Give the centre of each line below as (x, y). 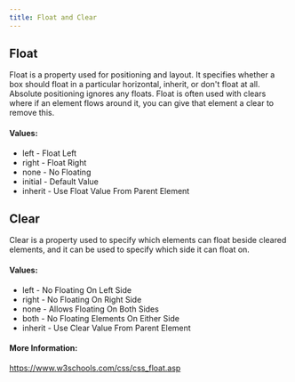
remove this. (32, 113)
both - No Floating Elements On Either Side (101, 318)
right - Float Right (54, 162)
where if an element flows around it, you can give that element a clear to (141, 103)
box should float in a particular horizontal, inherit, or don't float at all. (135, 85)
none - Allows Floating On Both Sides (91, 309)
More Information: (44, 348)
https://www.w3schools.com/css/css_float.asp (95, 368)
